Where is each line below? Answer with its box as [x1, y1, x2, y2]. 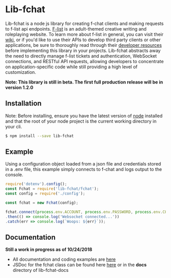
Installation [5, 99, 42, 108]
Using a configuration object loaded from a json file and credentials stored [5, 161, 161, 167]
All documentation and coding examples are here [12, 256, 116, 263]
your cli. [5, 123, 22, 129]
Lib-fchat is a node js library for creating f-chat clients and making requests [5, 20, 164, 26]
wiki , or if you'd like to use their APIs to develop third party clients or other [5, 37, 161, 43]
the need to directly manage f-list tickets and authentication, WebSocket [5, 52, 157, 59]
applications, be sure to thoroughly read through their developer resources [5, 42, 162, 48]
